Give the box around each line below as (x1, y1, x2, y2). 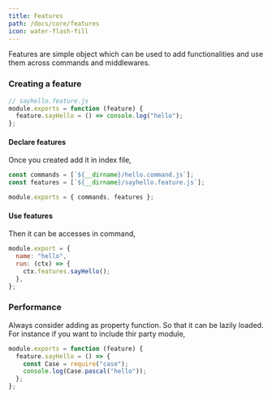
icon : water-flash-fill (8, 27, 89, 35)
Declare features (8, 137, 67, 147)
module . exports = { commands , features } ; (8, 193, 154, 202)
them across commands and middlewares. (8, 58, 150, 68)
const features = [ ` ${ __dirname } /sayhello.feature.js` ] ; (8, 178, 205, 187)
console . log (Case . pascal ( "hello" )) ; (23, 367, 148, 375)
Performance (8, 302, 63, 313)
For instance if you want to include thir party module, (8, 329, 186, 339)
